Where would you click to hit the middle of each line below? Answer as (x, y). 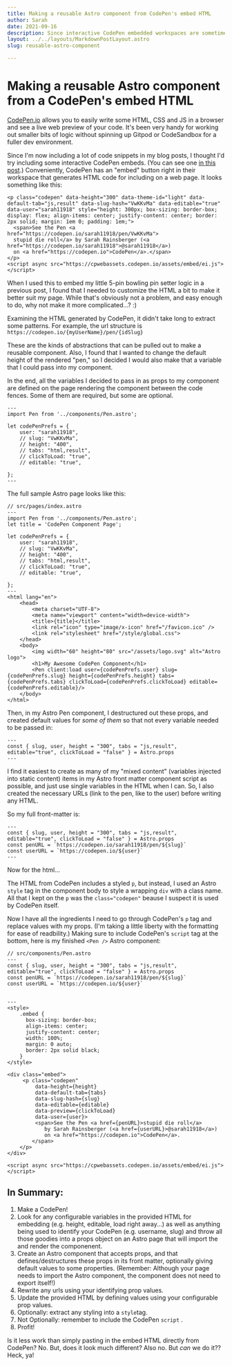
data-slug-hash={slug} (67, 1099)
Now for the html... (34, 870)
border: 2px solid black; (62, 1050)
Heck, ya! (21, 1355)
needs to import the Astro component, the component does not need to (119, 1275)
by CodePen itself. (33, 905)
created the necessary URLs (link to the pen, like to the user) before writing (114, 793)
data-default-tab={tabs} (71, 1093)
